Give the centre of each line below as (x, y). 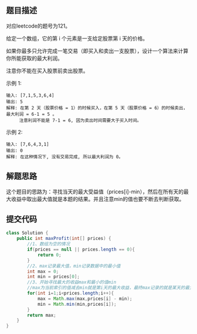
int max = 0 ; (43, 271)
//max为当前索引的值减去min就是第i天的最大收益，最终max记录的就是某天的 (106, 288)
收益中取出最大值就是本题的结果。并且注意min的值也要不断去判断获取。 (98, 199)
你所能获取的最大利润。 (34, 58)
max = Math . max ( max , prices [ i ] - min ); (85, 299)
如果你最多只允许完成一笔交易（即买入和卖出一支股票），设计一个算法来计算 (97, 51)
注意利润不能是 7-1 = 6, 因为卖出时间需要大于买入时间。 (80, 120)
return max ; (42, 315)
